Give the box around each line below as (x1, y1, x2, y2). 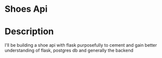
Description (4, 26, 54, 37)
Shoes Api (4, 3, 48, 15)
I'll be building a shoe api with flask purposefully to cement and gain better (4, 42, 157, 48)
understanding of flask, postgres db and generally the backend (4, 48, 133, 54)
